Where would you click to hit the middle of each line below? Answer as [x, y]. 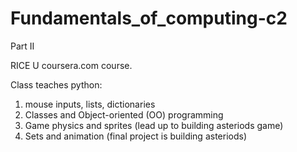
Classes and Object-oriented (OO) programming [124, 114]
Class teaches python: [56, 84]
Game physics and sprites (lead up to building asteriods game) [154, 125]
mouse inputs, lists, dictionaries [90, 104]
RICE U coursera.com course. [71, 65]
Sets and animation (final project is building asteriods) [136, 136]
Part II [22, 46]
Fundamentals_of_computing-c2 [149, 18]
